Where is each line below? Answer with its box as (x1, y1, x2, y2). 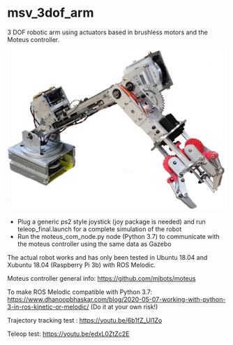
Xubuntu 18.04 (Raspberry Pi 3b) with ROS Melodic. (7, 260, 156, 269)
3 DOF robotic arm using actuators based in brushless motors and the (7, 28, 208, 36)
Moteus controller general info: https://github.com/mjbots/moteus (7, 274, 196, 282)
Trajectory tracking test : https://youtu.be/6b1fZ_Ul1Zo (7, 316, 163, 324)
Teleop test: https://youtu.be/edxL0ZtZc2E (7, 330, 130, 338)
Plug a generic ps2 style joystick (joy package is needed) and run (17, 217, 206, 226)
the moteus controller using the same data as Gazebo (17, 240, 172, 248)
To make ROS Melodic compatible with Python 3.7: (7, 288, 153, 296)
